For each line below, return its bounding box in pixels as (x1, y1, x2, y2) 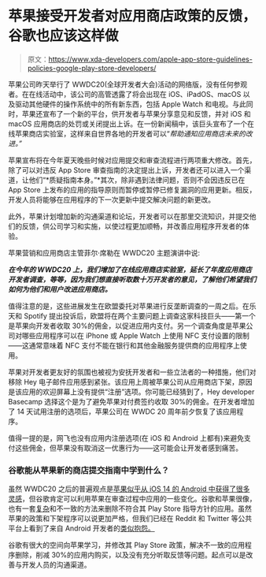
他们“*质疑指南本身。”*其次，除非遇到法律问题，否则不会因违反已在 (28, 175, 246, 184)
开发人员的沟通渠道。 (21, 560, 91, 570)
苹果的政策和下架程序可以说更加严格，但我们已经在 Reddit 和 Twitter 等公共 (8, 514, 253, 523)
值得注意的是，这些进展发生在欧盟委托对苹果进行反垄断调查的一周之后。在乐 (8, 301, 257, 311)
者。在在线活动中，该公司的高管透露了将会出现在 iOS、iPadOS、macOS (8, 89, 242, 99)
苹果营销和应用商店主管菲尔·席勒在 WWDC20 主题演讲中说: (8, 248, 201, 257)
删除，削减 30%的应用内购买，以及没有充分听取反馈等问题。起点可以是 (14, 550, 246, 560)
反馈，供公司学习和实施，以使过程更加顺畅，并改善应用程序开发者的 (21, 221, 242, 231)
